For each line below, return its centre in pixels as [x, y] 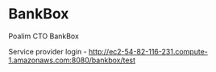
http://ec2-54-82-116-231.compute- [148, 51]
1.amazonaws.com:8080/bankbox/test [72, 60]
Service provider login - [48, 51]
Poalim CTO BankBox [44, 36]
